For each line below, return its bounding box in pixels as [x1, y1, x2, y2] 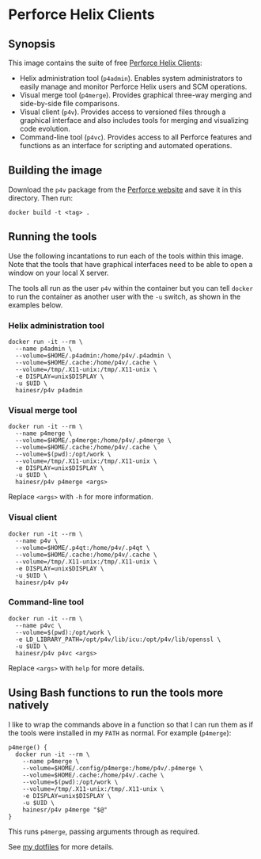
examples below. [8, 300, 63, 310]
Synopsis [8, 37, 55, 51]
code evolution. [19, 124, 71, 133]
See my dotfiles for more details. [8, 842, 115, 851]
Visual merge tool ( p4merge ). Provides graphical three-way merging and [19, 90, 252, 100]
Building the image [8, 164, 103, 178]
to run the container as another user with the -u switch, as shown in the [8, 292, 241, 301]
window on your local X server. [8, 268, 109, 277]
